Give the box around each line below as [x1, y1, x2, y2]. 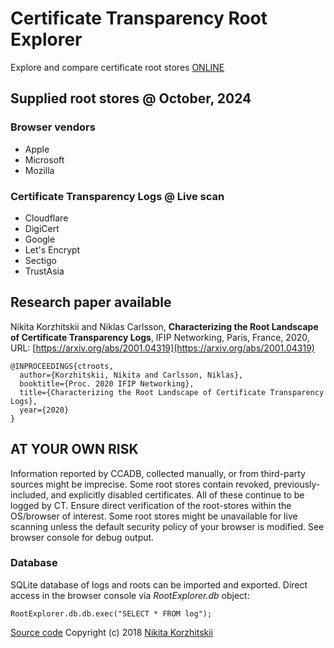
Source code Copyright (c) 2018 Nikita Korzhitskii [10, 626, 214, 638]
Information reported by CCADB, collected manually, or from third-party [10, 467, 306, 479]
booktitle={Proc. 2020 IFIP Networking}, [19, 378, 195, 389]
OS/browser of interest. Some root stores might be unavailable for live [10, 510, 298, 522]
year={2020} [19, 405, 70, 415]
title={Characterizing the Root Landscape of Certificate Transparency [19, 387, 325, 397]
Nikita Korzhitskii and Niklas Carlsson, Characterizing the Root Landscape [10, 320, 319, 332]
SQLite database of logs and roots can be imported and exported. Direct [10, 578, 308, 591]
